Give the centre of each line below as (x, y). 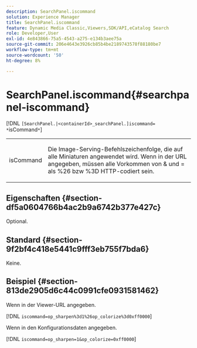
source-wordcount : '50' (35, 55)
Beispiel (21, 281)
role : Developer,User (33, 33)
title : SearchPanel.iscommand (43, 22)
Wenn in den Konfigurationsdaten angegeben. (62, 327)
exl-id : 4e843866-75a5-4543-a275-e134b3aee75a (64, 39)
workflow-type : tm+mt (33, 50)
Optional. (17, 221)
